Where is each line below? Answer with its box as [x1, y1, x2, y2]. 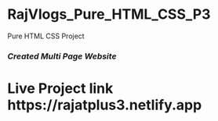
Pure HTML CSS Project [7, 31, 85, 41]
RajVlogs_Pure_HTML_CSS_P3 [7, 5, 211, 23]
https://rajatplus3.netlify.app [7, 96, 202, 114]
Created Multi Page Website [7, 51, 117, 62]
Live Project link [7, 80, 114, 98]
